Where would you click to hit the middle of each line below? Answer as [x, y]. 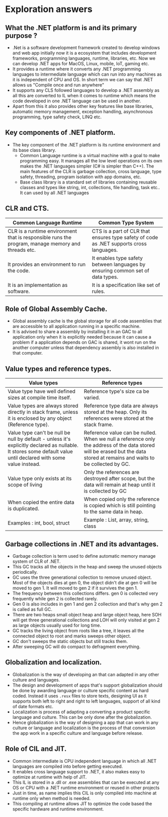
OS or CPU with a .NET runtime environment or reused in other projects [86, 787]
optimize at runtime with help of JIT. [49, 777]
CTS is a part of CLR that [121, 231]
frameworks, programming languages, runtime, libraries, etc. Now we [84, 58]
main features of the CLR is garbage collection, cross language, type [90, 171]
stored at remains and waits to [119, 458]
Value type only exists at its [40, 478]
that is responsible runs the [39, 237]
